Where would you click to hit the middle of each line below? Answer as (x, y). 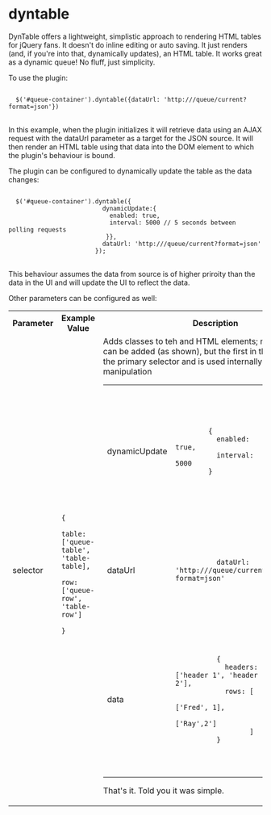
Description (215, 323)
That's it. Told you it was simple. (163, 791)
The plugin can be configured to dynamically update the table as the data (130, 171)
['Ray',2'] (196, 724)
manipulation (127, 371)
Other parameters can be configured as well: (83, 298)
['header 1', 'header (216, 675)
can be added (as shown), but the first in (179, 351)
